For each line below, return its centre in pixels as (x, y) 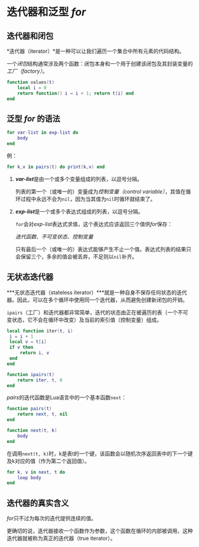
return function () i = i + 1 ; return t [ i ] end (76, 93)
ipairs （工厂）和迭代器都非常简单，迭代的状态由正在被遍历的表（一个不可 (97, 312)
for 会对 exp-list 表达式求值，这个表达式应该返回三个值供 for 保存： (94, 224)
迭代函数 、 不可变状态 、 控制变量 (54, 237)
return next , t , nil (43, 415)
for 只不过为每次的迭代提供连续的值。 (52, 519)
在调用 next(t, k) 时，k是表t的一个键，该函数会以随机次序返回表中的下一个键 (100, 454)
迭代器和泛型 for (46, 12)
